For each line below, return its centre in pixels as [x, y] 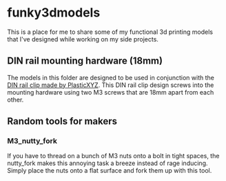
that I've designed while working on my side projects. [83, 39]
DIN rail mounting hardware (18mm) [85, 61]
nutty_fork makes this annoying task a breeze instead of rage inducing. [107, 163]
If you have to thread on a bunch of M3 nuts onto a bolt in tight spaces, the [113, 156]
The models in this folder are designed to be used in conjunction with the [111, 77]
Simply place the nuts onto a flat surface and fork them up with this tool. [110, 171]
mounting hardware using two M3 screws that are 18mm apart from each [111, 92]
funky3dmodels [54, 13]
